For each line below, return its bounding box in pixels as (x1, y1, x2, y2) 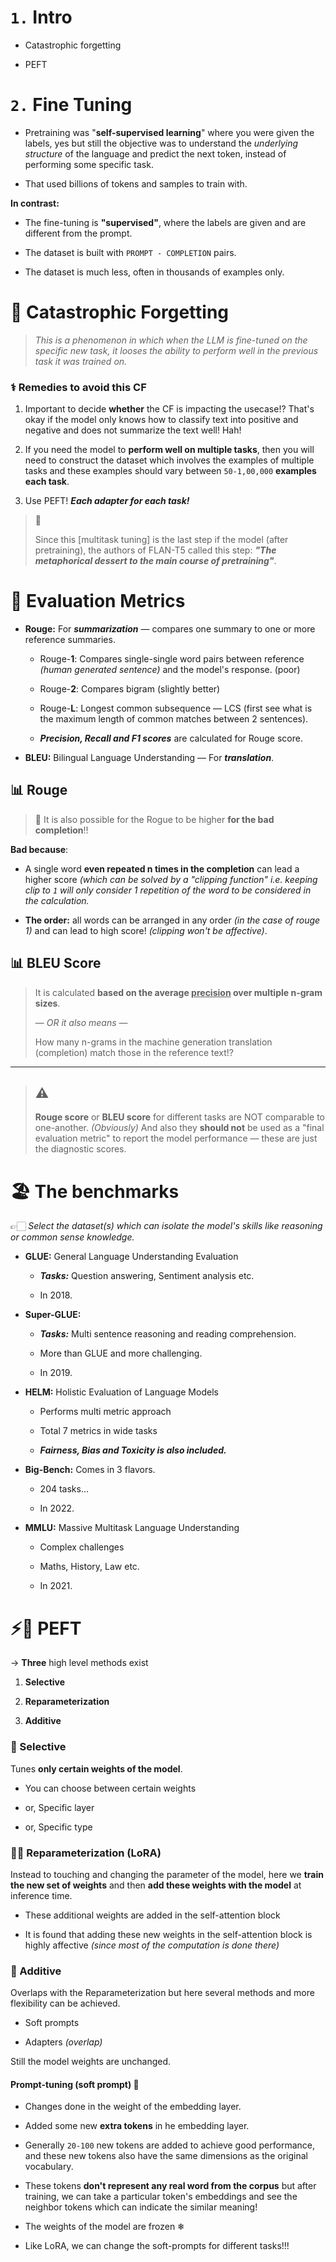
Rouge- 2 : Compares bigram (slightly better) (39, 683, 221, 695)
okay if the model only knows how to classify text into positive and (24, 414, 299, 426)
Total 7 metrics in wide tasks (39, 1425, 158, 1437)
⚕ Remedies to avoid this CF (10, 380, 147, 394)
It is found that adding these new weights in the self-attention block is (24, 1928, 313, 1940)
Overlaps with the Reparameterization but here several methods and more (10, 1987, 315, 1999)
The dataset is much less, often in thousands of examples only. (24, 266, 285, 278)
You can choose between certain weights (24, 1782, 197, 1794)
